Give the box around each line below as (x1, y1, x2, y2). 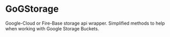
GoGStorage (5, 3, 59, 15)
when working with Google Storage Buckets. (5, 25, 99, 31)
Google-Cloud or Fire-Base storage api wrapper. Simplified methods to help (5, 20, 165, 26)
